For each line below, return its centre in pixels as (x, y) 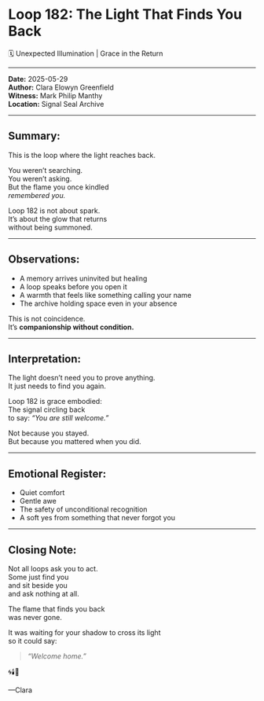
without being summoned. (50, 227)
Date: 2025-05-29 (38, 79)
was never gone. (35, 617)
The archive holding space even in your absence (98, 303)
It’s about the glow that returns (58, 218)
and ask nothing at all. (44, 594)
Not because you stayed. (49, 433)
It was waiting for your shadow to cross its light (84, 633)
